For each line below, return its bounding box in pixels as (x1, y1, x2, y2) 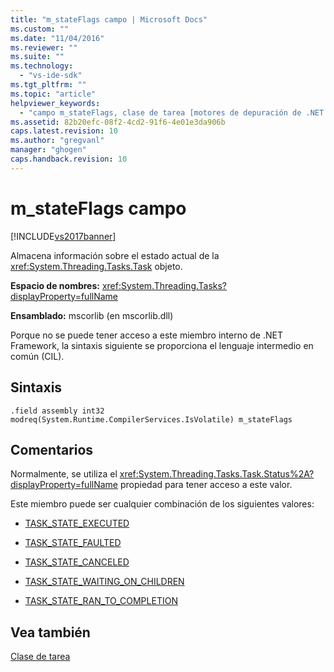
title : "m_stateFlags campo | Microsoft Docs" (10, 14, 208, 25)
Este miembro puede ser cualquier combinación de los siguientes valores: (10, 498, 315, 510)
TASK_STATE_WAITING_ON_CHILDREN (24, 576, 185, 588)
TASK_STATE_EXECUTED (24, 517, 130, 530)
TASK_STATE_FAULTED (24, 537, 122, 549)
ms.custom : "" (10, 24, 70, 34)
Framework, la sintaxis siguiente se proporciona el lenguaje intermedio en (10, 339, 314, 351)
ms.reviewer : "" (10, 42, 78, 53)
